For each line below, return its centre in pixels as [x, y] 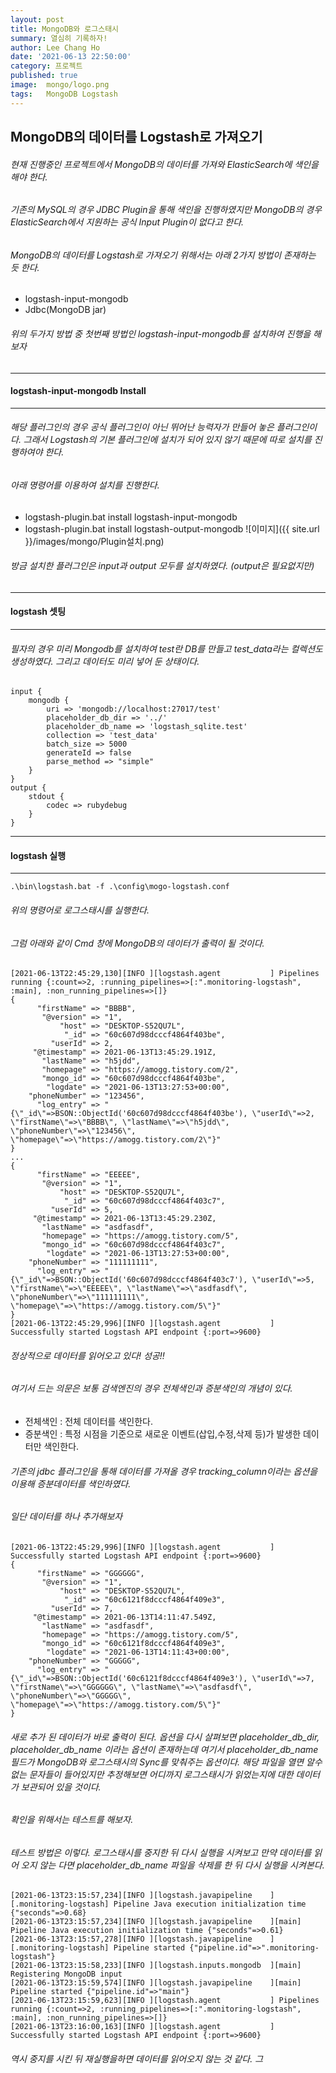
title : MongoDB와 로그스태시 [65, 29]
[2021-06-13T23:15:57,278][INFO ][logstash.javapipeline [131, 1939]
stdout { [46, 797]
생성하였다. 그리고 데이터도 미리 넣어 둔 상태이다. [105, 661]
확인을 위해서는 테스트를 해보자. [72, 1820]
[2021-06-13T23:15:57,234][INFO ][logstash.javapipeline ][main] [156, 1922]
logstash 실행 [38, 855]
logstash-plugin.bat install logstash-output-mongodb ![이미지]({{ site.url [172, 528]
